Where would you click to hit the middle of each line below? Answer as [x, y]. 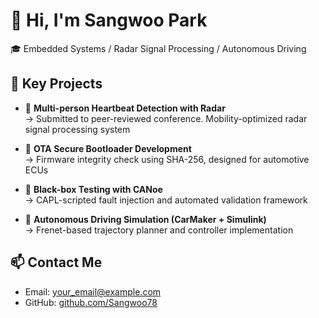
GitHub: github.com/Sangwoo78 [91, 302]
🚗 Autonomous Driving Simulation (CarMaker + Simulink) [145, 219]
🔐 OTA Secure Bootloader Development [108, 148]
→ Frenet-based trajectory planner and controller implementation [159, 230]
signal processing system [77, 129]
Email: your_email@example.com [93, 291]
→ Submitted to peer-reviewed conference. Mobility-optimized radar [166, 118]
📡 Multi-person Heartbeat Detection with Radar [125, 108]
